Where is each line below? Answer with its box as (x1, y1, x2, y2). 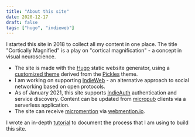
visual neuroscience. (6, 53, 56, 60)
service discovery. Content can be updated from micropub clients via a (14, 96, 186, 103)
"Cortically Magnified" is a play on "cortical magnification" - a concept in (6, 47, 182, 54)
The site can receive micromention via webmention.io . (14, 108, 145, 115)
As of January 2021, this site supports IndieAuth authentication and (14, 89, 177, 96)
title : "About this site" (6, 8, 69, 15)
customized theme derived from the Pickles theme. (14, 71, 138, 78)
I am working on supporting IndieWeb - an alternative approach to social (14, 77, 189, 84)
